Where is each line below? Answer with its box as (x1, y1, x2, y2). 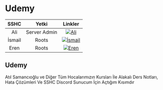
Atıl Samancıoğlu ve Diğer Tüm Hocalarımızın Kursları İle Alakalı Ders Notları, (5, 74, 158, 80)
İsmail (7, 36, 21, 43)
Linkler (63, 20, 79, 27)
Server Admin (26, 29, 57, 36)
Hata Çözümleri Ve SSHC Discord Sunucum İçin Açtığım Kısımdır (5, 79, 135, 85)
